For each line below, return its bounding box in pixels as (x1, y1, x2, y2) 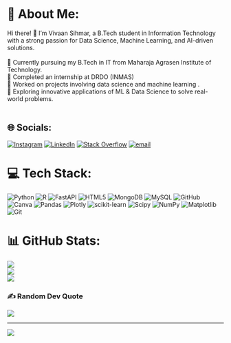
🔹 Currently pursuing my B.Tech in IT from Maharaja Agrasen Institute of (7, 58, 212, 66)
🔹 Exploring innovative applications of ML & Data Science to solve (7, 87, 194, 96)
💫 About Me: (7, 6, 80, 22)
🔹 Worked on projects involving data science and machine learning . (7, 80, 200, 88)
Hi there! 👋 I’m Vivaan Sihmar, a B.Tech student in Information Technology (7, 29, 217, 37)
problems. (24, 94, 54, 102)
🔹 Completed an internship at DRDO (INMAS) (7, 72, 134, 81)
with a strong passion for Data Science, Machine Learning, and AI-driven (7, 36, 214, 44)
